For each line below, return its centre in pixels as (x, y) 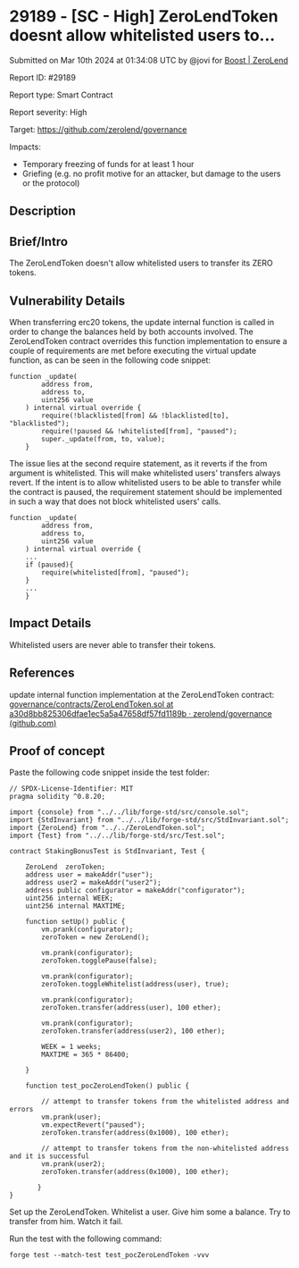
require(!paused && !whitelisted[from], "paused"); (140, 431)
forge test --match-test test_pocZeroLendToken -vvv (109, 1255)
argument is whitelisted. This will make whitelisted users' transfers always (145, 473)
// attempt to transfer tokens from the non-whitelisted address (166, 1149)
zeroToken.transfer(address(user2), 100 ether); (133, 1031)
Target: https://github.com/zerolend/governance (98, 129)
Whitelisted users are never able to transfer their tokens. (112, 644)
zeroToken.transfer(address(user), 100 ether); (131, 1008)
